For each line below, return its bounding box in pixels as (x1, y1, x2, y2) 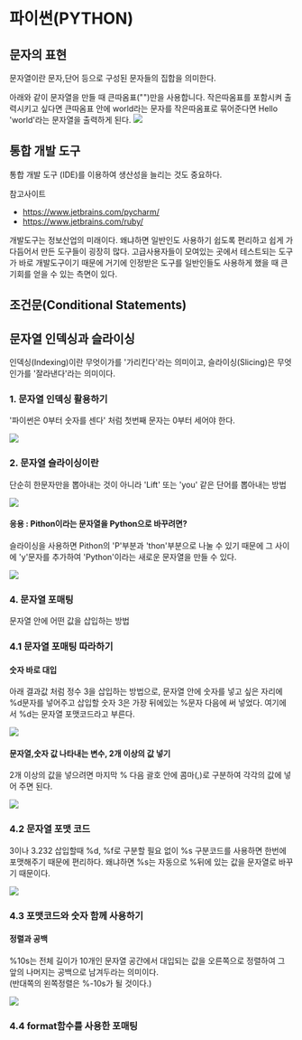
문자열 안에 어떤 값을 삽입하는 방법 (9, 615, 130, 626)
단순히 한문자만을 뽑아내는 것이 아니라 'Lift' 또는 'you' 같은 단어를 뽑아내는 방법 (9, 479, 287, 490)
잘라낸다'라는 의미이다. (35, 368, 115, 379)
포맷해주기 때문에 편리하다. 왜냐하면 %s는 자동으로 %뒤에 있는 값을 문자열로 (9, 856, 277, 867)
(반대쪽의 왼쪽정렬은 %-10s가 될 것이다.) (9, 978, 152, 988)
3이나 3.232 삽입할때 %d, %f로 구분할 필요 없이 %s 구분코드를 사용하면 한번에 (9, 845, 287, 856)
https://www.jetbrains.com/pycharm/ (22, 206, 160, 217)
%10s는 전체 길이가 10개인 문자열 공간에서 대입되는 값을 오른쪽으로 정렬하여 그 (9, 955, 286, 966)
